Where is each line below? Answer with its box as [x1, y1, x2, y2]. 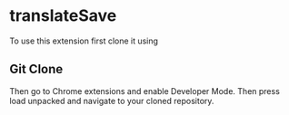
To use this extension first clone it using [9, 35, 159, 46]
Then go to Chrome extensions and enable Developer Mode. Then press [9, 85, 280, 96]
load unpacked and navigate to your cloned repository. [9, 95, 214, 106]
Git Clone [9, 62, 64, 77]
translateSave [9, 5, 117, 26]
